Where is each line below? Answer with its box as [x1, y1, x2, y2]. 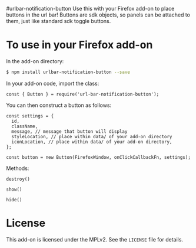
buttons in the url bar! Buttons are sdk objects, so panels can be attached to [6, 11, 190, 18]
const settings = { [6, 113, 54, 119]
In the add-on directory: [6, 57, 64, 64]
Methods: [6, 165, 29, 172]
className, [11, 123, 38, 129]
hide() [6, 197, 22, 203]
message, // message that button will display [11, 128, 128, 135]
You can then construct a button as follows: [6, 102, 112, 109]
